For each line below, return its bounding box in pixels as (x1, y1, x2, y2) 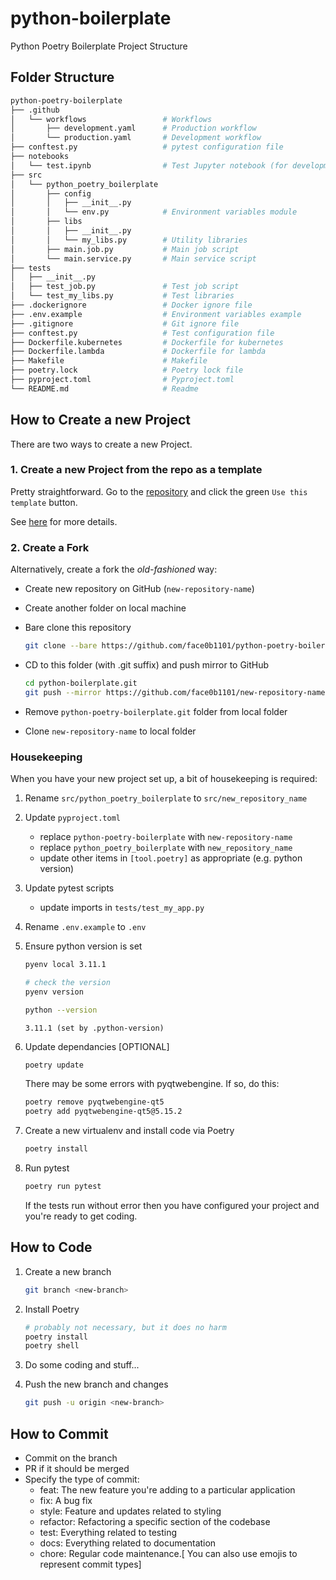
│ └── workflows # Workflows (10, 114, 213, 124)
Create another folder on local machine (24, 602, 187, 614)
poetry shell (24, 1341, 80, 1351)
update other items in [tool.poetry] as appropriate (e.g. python (39, 852, 303, 864)
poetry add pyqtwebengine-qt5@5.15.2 (24, 1107, 183, 1117)
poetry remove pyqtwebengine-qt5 (24, 1097, 165, 1107)
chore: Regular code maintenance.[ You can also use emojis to (39, 1547, 298, 1559)
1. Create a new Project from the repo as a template (10, 463, 263, 477)
